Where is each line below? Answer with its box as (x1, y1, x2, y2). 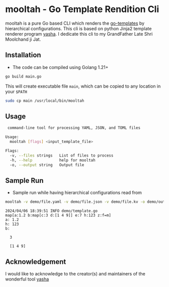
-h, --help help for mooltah (10, 158, 96, 163)
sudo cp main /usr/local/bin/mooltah (5, 98, 84, 103)
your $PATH (5, 88, 28, 94)
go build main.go (5, 74, 42, 79)
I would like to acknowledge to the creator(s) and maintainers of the (5, 270, 146, 276)
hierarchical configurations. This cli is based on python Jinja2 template (5, 25, 152, 31)
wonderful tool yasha (5, 276, 49, 282)
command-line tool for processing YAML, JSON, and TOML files (7, 125, 141, 130)
